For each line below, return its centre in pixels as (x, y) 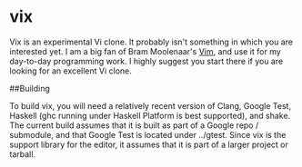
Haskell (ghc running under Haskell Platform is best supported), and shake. (150, 115)
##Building (30, 88)
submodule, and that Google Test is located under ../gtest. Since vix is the (148, 134)
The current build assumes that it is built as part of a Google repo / (134, 125)
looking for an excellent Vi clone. (70, 71)
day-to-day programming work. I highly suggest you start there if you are (146, 61)
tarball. (23, 154)
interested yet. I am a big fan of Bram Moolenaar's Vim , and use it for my (146, 51)
